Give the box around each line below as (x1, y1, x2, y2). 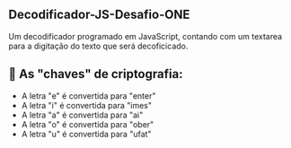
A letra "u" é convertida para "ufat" (21, 128, 152, 139)
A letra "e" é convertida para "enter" (21, 90, 156, 101)
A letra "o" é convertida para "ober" (21, 118, 154, 129)
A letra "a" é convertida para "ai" (21, 109, 144, 120)
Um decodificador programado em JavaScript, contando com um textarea (8, 30, 283, 41)
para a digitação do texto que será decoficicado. (8, 40, 189, 51)
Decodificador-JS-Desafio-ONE (8, 7, 190, 22)
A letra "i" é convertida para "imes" (21, 100, 153, 110)
